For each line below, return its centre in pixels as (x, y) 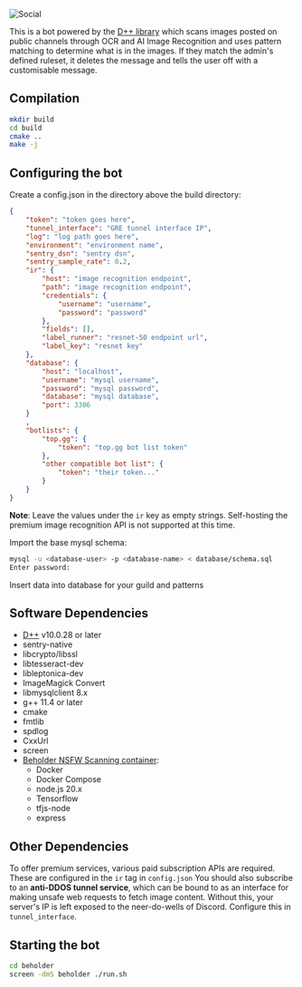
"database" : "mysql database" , (101, 397)
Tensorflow (57, 798)
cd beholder (32, 965)
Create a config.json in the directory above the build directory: (125, 195)
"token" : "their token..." (109, 473)
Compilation (44, 98)
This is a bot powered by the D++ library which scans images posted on (143, 31)
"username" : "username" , (104, 304)
